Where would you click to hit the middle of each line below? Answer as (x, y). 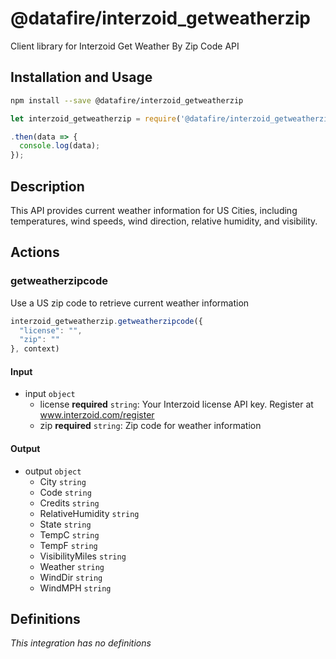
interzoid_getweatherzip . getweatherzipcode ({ (106, 321)
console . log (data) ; (60, 146)
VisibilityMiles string (83, 556)
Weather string (72, 566)
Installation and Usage (81, 77)
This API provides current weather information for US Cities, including (154, 210)
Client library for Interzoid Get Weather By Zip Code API (125, 46)
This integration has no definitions (81, 643)
